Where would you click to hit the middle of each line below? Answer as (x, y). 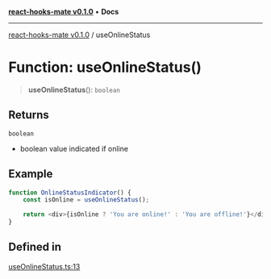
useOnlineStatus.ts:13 (44, 266)
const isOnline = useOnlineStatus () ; (86, 200)
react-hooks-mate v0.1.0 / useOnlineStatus (79, 35)
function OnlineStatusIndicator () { (70, 193)
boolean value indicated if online (74, 148)
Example (31, 174)
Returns (29, 115)
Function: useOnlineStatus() (105, 67)
